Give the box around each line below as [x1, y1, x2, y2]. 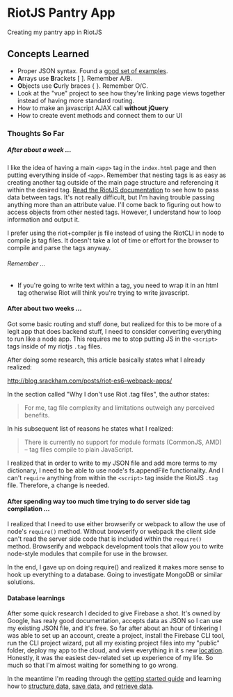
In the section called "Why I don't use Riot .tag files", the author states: [7, 390, 210, 399]
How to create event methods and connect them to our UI [17, 111, 183, 119]
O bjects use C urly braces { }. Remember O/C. [17, 82, 148, 90]
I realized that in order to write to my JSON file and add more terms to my [7, 459, 218, 468]
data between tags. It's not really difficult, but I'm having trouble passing [7, 193, 215, 201]
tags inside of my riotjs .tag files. [7, 342, 102, 351]
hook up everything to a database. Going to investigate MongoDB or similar [7, 570, 223, 579]
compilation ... [7, 504, 50, 513]
